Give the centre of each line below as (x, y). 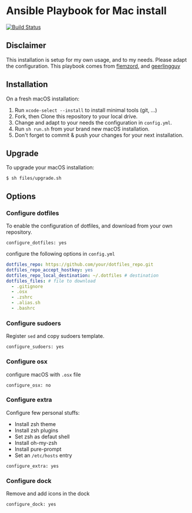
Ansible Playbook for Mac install (87, 11)
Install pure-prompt (38, 449)
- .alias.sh (26, 303)
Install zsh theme (35, 424)
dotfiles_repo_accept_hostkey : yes (50, 270)
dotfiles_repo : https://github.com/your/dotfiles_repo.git (80, 265)
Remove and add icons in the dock (48, 494)
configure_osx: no (28, 385)
